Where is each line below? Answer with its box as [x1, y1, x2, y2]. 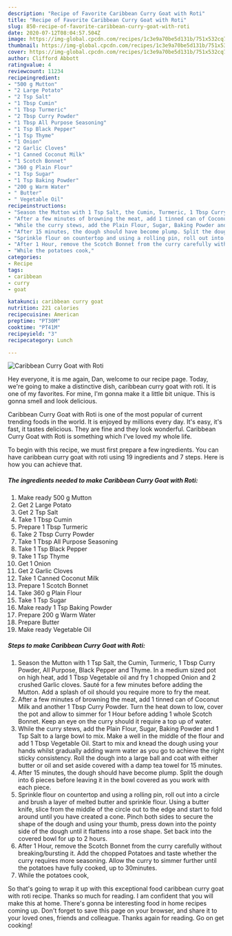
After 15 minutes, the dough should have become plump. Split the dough [17, 768, 223, 777]
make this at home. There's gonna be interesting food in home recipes [8, 899, 207, 908]
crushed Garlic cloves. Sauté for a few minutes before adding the [17, 681, 203, 689]
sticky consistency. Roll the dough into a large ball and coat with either [17, 754, 218, 762]
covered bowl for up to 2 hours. [17, 835, 107, 843]
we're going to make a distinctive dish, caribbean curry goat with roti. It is [8, 382, 216, 390]
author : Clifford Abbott [8, 55, 79, 62]
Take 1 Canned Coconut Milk [17, 574, 99, 583]
